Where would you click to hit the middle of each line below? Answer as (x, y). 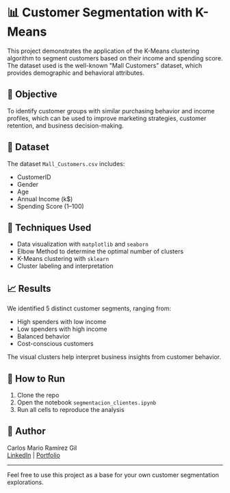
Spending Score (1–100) (50, 206)
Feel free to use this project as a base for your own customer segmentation (113, 474)
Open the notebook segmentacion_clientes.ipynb (86, 402)
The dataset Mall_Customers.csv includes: (66, 163)
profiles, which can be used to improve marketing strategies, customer (107, 118)
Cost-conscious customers (55, 344)
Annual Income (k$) (45, 198)
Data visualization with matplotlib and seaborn (82, 244)
